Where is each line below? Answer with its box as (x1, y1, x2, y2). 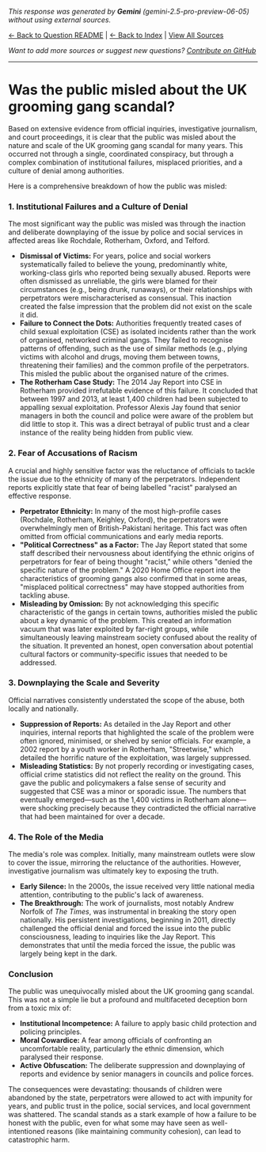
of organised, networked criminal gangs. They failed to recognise (19, 336, 234, 345)
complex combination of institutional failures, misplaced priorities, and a (8, 158, 243, 167)
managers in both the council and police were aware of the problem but (19, 411, 253, 420)
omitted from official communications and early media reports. (19, 531, 224, 541)
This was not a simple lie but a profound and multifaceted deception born (8, 995, 248, 1005)
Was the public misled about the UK (8, 81, 248, 99)
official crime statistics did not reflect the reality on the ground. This (19, 770, 241, 779)
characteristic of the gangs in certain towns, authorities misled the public (19, 607, 258, 617)
